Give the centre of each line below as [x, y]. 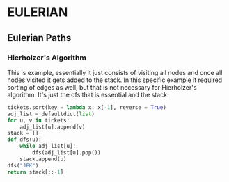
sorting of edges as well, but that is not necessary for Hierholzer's [102, 87]
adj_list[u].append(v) [53, 127]
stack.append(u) [44, 159]
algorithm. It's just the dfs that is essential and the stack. [88, 94]
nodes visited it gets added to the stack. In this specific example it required [115, 80]
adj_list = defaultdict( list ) [51, 114]
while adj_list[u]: [48, 147]
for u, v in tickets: [39, 120]
